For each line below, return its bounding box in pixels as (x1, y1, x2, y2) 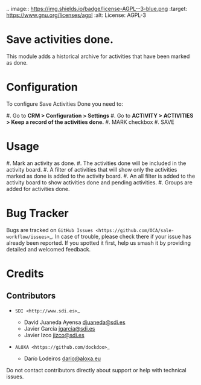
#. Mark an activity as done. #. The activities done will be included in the (6, 160, 187, 167)
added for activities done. (6, 185, 71, 192)
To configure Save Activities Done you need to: (6, 100, 124, 108)
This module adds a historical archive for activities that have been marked (6, 53, 190, 60)
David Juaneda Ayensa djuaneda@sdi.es (24, 319, 126, 326)
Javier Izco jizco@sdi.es (24, 331, 85, 338)
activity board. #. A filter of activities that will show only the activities (6, 166, 177, 173)
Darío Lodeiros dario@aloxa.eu (24, 355, 101, 362)
